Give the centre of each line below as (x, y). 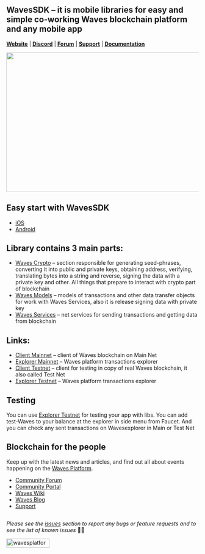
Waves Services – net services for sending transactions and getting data (106, 315)
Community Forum (38, 480)
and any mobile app (44, 29)
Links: (18, 340)
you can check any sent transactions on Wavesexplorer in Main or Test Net (101, 428)
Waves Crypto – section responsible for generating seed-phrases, (98, 263)
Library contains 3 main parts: (65, 249)
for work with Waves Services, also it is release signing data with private (106, 302)
